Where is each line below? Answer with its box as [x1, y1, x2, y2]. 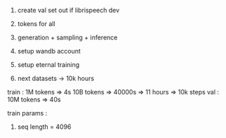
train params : [7, 109, 48, 117]
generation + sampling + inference [17, 33, 118, 42]
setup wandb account [17, 47, 81, 55]
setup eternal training [17, 61, 80, 69]
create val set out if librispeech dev [17, 6, 120, 14]
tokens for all [17, 20, 55, 27]
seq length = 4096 [17, 123, 72, 131]
